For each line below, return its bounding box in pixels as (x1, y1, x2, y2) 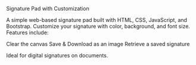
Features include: (6, 29, 49, 36)
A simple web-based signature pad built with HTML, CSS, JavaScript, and (6, 17, 188, 23)
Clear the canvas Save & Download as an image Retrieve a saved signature (6, 41, 190, 47)
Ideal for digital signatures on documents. (6, 52, 108, 58)
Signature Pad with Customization (6, 5, 89, 12)
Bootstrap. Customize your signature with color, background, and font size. (6, 23, 191, 30)
